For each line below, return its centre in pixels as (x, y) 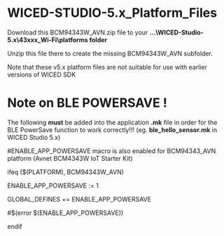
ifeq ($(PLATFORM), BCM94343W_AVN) (66, 172)
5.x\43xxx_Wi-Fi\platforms (48, 39)
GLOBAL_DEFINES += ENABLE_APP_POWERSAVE (79, 199)
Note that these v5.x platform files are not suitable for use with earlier (107, 67)
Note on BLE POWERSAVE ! (87, 103)
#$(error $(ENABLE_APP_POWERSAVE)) (65, 213)
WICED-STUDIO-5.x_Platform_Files (112, 13)
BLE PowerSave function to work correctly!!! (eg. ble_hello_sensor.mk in (112, 130)
